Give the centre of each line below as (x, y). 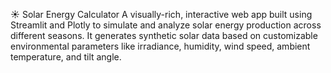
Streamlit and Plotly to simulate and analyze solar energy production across (166, 25)
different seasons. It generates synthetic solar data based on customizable (164, 35)
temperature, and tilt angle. (66, 57)
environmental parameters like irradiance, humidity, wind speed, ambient (160, 46)
